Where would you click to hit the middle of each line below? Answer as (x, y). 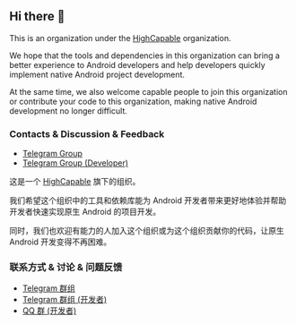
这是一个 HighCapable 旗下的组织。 (75, 182)
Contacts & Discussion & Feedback (87, 133)
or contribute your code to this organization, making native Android (133, 101)
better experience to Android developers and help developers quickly (138, 64)
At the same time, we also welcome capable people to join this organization (148, 91)
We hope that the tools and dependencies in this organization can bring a (145, 55)
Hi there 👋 (37, 17)
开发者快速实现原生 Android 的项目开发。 (85, 212)
